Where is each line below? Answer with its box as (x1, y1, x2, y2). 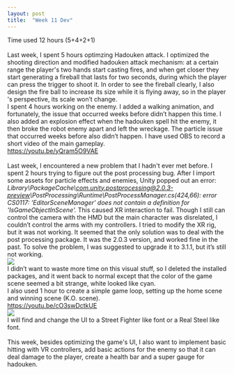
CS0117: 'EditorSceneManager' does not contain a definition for (7, 198, 190, 206)
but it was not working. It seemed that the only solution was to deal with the (7, 227, 224, 236)
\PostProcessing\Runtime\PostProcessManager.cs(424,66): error (29, 190, 217, 199)
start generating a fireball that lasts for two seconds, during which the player (7, 72, 227, 81)
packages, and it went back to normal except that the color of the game (7, 272, 212, 280)
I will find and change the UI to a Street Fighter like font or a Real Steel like (7, 316, 220, 324)
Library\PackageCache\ (7, 184, 77, 192)
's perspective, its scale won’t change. (7, 95, 118, 103)
